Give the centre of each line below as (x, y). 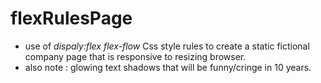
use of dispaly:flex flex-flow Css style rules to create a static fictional (167, 46)
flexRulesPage (71, 18)
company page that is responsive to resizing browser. (135, 56)
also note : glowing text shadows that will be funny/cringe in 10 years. (168, 67)
